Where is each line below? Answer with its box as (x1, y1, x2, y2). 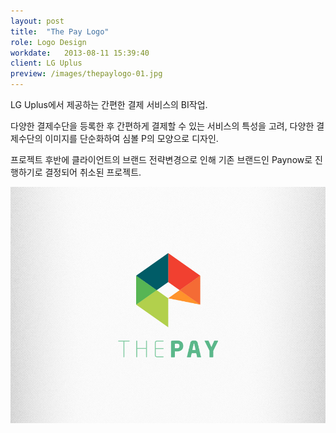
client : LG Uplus (10, 58, 83, 69)
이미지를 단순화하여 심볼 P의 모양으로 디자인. (44, 133, 219, 144)
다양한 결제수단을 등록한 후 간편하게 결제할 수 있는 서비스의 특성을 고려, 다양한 (10, 120, 315, 132)
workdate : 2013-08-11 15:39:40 (10, 48, 150, 58)
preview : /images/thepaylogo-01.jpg (10, 69, 163, 79)
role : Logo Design (10, 37, 87, 47)
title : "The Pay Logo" (10, 26, 110, 37)
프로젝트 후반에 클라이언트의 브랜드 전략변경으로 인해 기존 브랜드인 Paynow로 (10, 154, 313, 165)
